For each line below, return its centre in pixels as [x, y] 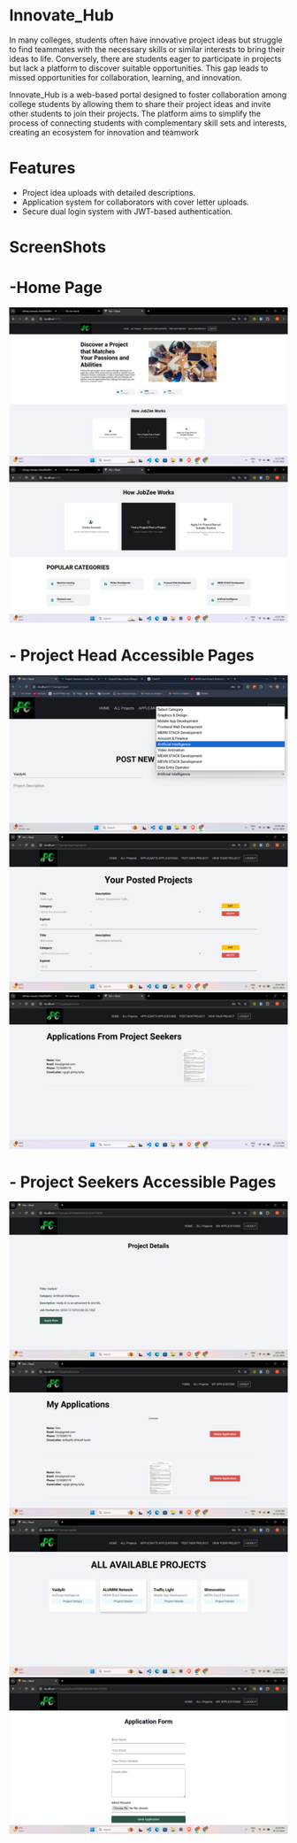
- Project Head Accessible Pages [132, 655]
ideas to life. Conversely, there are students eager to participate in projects [145, 58]
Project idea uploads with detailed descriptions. [109, 192]
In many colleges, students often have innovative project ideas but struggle [146, 40]
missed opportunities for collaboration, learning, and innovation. [126, 77]
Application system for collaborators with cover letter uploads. [135, 202]
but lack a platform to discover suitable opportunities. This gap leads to [139, 68]
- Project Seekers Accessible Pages [143, 1182]
